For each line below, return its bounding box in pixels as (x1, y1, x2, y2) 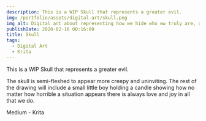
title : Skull (6, 32, 40, 38)
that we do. (6, 97, 35, 104)
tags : (6, 37, 20, 43)
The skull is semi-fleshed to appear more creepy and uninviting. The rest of (6, 77, 197, 84)
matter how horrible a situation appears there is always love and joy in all (6, 90, 190, 98)
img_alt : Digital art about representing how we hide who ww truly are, (6, 20, 196, 26)
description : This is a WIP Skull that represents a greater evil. (6, 9, 183, 15)
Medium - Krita (6, 108, 45, 116)
